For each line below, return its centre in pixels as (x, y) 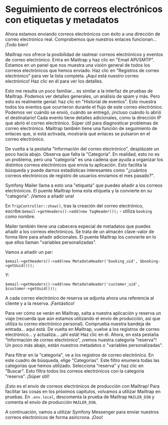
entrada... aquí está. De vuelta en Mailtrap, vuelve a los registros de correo (82, 329)
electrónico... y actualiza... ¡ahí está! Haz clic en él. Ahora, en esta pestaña (82, 334)
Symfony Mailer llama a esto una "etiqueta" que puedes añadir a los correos (84, 185)
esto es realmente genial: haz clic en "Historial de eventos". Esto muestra (81, 101)
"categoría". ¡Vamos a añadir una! (40, 196)
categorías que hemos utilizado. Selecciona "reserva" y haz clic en (74, 366)
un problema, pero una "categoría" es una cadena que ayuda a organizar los (84, 159)
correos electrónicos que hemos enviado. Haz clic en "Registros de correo (82, 70)
